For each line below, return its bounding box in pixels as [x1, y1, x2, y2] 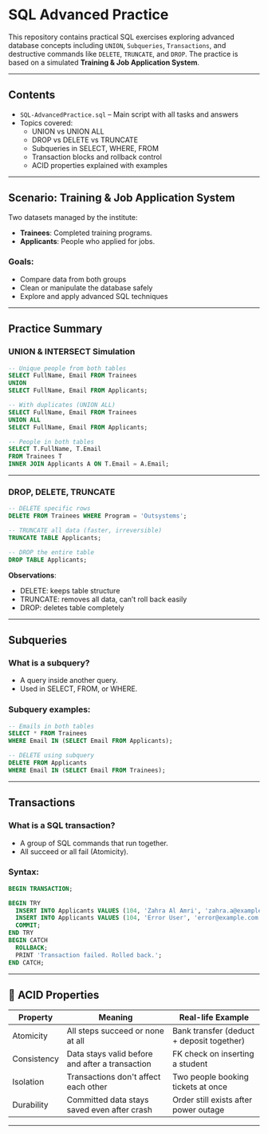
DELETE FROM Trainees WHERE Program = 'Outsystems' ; [8, 512, 187, 521]
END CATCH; [8, 958, 45, 967]
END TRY [8, 929, 34, 937]
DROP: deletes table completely [19, 602, 125, 613]
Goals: [8, 256, 34, 267]
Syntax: [8, 866, 40, 877]
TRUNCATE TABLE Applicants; [8, 533, 102, 541]
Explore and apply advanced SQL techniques [19, 291, 168, 301]
